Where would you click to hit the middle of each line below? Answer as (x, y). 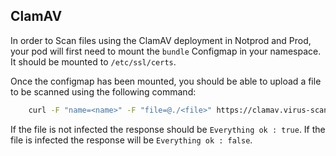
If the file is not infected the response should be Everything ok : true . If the (168, 129)
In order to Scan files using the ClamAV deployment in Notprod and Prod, (161, 40)
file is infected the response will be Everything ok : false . (131, 140)
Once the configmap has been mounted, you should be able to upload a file (166, 81)
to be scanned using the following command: (103, 91)
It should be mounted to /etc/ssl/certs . (93, 61)
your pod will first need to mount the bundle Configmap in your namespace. (166, 51)
